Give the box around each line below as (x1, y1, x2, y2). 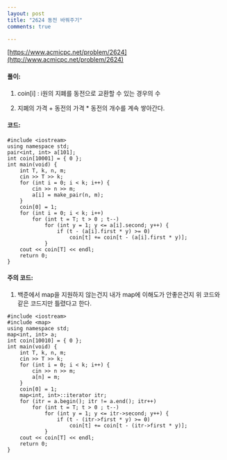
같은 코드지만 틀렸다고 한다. (17, 299, 92, 307)
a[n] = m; (32, 373, 60, 380)
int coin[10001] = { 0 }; (7, 155, 82, 162)
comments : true (7, 23, 51, 30)
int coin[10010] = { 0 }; (7, 337, 82, 344)
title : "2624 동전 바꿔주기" (7, 17, 83, 24)
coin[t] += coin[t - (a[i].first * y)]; (69, 234, 188, 241)
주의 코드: (7, 273, 33, 282)
